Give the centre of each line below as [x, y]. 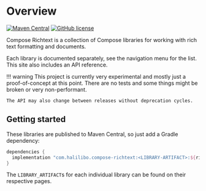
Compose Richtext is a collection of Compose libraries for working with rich [102, 40]
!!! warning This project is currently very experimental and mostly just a [96, 76]
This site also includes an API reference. [57, 65]
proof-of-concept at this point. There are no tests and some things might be [102, 83]
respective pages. [29, 181]
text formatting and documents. [46, 46]
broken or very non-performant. [47, 89]
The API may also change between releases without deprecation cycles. [100, 101]
